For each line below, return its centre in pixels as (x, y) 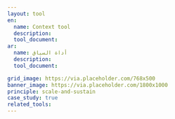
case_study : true (33, 98)
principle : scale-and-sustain (52, 92)
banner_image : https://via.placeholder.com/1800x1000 (88, 85)
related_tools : (30, 105)
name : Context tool (42, 27)
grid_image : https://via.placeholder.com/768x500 (82, 78)
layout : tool (26, 14)
